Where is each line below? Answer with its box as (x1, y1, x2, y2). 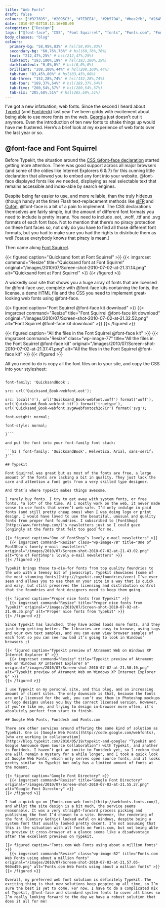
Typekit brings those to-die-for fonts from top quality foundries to (5, 566, 154, 571)
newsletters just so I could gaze (69, 522, 140, 528)
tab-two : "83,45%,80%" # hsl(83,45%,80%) (9, 72, 96, 77)
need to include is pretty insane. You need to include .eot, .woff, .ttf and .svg (5, 214, 161, 220)
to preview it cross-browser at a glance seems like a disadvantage (5, 830, 149, 835)
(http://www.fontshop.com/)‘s (5, 522, 68, 528)
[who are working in (5, 735, 48, 739)
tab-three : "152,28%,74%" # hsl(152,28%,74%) (9, 76, 105, 81)
